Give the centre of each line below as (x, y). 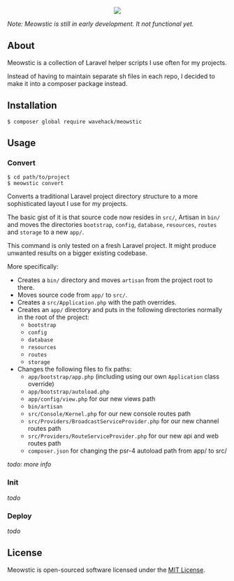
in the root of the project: (53, 317)
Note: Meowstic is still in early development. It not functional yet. (101, 24)
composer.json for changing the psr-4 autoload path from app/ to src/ (127, 451)
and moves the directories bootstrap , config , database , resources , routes (112, 225)
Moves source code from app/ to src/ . (72, 295)
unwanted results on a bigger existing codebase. (78, 253)
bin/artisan (45, 407)
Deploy (20, 515)
